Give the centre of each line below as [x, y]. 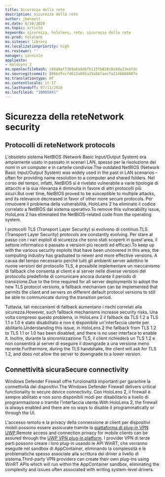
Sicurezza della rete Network [65, 117]
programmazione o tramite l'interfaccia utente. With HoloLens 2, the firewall [81, 403]
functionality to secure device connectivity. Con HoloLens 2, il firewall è [78, 392]
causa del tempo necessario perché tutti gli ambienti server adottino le [77, 261]
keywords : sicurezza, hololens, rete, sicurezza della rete [68, 33]
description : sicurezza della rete [42, 14]
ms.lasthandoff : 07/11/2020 [34, 87]
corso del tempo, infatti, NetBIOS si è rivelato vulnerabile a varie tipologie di [82, 183]
